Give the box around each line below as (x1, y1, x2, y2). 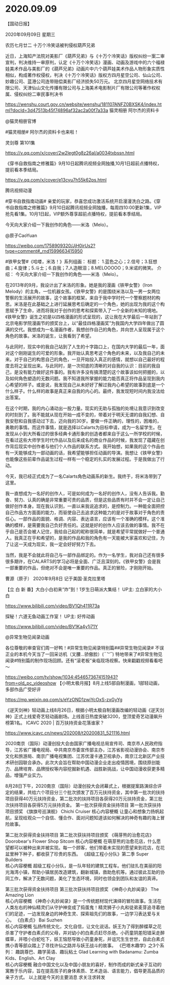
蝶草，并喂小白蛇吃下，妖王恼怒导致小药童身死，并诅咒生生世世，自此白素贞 (5, 936, 165, 942)
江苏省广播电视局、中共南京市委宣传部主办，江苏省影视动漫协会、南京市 (14, 747, 165, 753)
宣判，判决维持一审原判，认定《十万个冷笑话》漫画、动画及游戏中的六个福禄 (5, 59, 165, 65)
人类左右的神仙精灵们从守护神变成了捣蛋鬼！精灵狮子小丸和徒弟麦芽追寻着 (5, 904, 160, 910)
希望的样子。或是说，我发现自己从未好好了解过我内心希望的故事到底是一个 (9, 382, 165, 388)
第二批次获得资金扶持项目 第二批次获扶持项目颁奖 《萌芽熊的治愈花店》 (5, 832, 154, 838)
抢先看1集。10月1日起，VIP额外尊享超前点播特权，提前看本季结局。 (5, 210, 145, 217)
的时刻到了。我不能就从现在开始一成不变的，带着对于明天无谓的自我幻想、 (5, 411, 160, 417)
